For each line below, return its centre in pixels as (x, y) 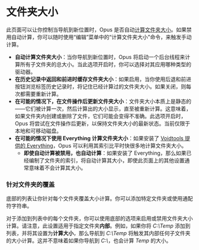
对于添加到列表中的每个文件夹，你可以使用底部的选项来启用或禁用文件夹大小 (99, 219)
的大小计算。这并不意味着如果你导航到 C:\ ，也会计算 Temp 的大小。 (89, 241)
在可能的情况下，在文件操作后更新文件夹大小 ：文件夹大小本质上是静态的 (103, 101)
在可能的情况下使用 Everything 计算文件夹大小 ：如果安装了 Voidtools (99, 138)
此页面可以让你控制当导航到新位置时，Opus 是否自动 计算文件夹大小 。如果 (96, 30)
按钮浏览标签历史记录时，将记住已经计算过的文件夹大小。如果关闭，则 (100, 86)
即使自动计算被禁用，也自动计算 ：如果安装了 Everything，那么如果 (105, 153)
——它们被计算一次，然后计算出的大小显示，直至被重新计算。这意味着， (103, 108)
